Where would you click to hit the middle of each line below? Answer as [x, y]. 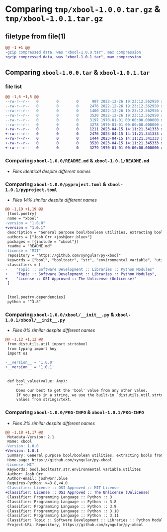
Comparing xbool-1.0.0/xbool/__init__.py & [60, 315]
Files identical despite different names [51, 171]
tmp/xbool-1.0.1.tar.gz [54, 19]
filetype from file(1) [36, 36]
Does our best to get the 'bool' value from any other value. [82, 390]
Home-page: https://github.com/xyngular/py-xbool [60, 460]
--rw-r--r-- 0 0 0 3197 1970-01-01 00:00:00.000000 [82, 120]
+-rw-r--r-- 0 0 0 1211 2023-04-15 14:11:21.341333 [82, 129]
